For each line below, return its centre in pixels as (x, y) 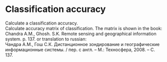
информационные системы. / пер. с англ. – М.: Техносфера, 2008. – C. (80, 49)
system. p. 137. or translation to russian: (46, 39)
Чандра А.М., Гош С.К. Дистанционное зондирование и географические (82, 44)
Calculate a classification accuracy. (42, 23)
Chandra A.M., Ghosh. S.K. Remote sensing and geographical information (81, 33)
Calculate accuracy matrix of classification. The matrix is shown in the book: (84, 28)
